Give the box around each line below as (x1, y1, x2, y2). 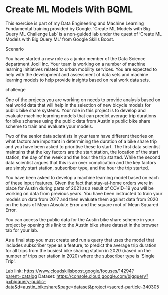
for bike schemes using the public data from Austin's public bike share (5, 118, 151, 124)
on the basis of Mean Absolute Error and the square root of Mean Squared (5, 201, 159, 207)
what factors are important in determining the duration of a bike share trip (5, 138, 157, 144)
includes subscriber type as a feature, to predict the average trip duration (5, 242, 157, 248)
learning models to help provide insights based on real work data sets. (5, 77, 150, 83)
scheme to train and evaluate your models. (5, 123, 94, 129)
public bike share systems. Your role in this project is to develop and (5, 107, 146, 113)
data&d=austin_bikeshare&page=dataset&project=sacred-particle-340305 (5, 284, 159, 290)
